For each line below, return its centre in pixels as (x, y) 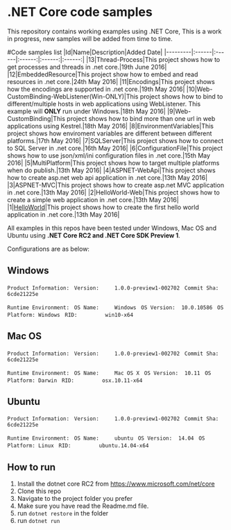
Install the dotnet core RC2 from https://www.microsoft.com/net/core (116, 484)
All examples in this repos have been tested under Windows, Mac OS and (112, 228)
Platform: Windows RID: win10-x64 (70, 315)
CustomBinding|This (36, 118)
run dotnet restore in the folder (63, 513)
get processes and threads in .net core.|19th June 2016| (87, 67)
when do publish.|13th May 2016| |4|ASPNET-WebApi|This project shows (112, 170)
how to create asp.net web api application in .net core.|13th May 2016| (108, 177)
